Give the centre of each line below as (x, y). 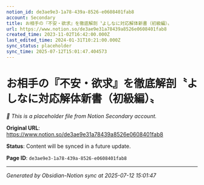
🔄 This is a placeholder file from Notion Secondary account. (81, 116)
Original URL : (23, 128)
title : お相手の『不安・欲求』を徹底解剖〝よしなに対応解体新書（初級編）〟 (89, 23)
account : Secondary (31, 18)
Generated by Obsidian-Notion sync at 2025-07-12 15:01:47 (81, 175)
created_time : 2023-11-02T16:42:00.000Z (58, 35)
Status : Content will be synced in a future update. (69, 146)
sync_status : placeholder (39, 46)
